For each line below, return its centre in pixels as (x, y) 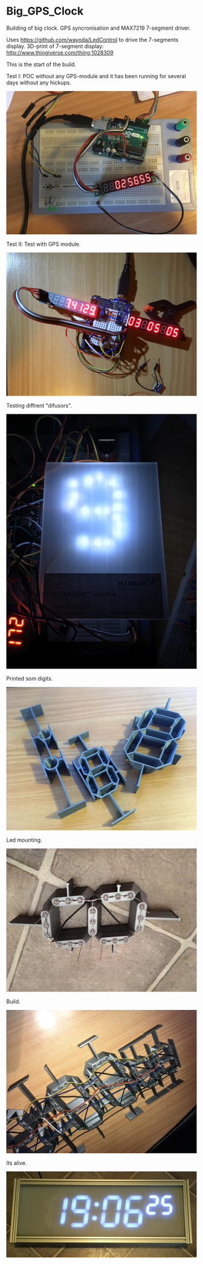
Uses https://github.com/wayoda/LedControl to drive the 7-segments (92, 39)
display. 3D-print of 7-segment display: (55, 46)
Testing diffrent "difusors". (39, 405)
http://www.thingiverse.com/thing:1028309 (60, 52)
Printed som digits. (30, 678)
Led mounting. (24, 840)
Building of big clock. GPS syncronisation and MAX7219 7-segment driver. (98, 28)
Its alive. (17, 1163)
